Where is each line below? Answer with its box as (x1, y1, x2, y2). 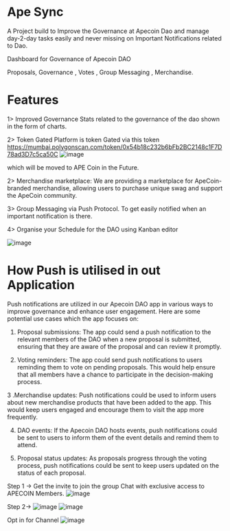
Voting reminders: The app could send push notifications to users (16, 355, 203, 364)
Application (7, 278, 75, 293)
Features (7, 92, 59, 108)
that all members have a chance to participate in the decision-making (16, 370, 214, 379)
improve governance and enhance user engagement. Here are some (7, 307, 200, 315)
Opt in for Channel (7, 516, 60, 524)
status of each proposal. (16, 468, 87, 477)
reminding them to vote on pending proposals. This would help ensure (16, 363, 216, 371)
